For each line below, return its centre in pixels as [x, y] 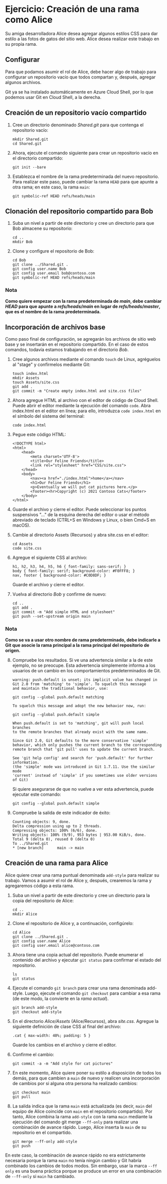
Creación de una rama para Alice [57, 863]
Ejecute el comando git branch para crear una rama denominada [79, 988]
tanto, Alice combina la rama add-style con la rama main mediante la [82, 1116]
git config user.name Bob [39, 269]
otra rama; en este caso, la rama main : [51, 187]
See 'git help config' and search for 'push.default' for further [83, 758]
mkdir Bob [23, 242]
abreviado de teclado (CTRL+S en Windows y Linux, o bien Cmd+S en [84, 520]
